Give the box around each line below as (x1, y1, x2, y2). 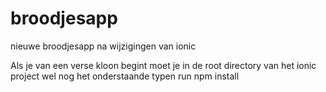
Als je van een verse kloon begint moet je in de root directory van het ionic (10, 59, 317, 71)
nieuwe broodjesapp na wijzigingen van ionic (10, 40, 197, 52)
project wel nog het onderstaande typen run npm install (10, 70, 240, 82)
